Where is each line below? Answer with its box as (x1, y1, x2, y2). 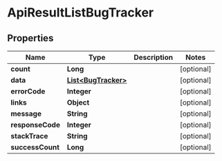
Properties (7, 32, 54, 44)
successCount (10, 142, 60, 152)
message (10, 109, 41, 118)
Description (133, 53, 174, 62)
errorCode (10, 87, 46, 96)
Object (66, 98, 90, 107)
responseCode (10, 120, 61, 129)
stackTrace (10, 131, 48, 140)
